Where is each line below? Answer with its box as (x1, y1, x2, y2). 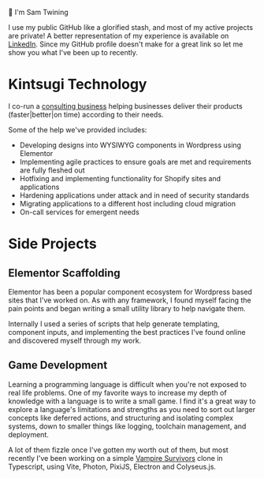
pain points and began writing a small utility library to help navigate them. (8, 303, 246, 313)
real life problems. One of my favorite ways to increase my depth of (8, 388, 227, 397)
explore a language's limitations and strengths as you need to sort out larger (8, 404, 256, 414)
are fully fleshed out (19, 165, 85, 175)
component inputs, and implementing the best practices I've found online (8, 327, 246, 336)
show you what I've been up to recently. (8, 48, 138, 57)
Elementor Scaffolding (8, 266, 121, 280)
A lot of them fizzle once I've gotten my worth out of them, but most (8, 445, 229, 455)
